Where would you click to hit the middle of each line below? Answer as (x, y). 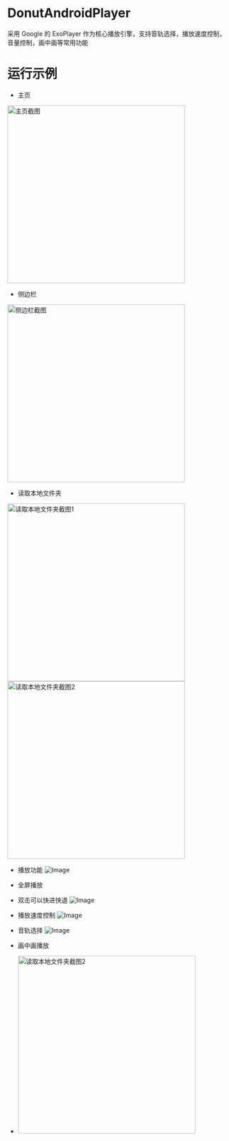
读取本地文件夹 (39, 493)
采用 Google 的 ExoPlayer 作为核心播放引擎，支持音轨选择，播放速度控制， (117, 33)
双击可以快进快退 (43, 900)
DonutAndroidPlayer (69, 13)
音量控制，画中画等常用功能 (48, 42)
